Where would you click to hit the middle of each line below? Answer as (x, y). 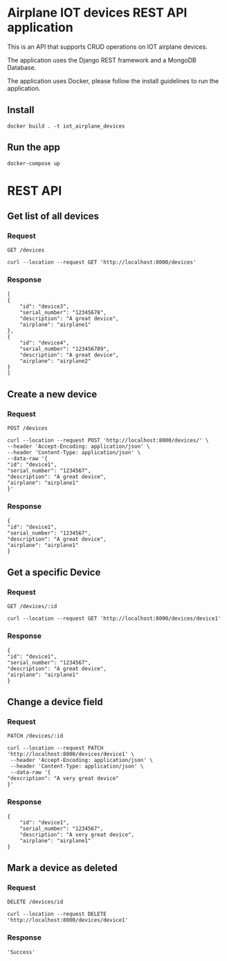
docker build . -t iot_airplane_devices (66, 126)
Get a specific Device (54, 572)
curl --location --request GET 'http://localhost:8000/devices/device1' (114, 618)
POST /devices (28, 428)
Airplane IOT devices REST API (97, 13)
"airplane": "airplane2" (55, 361)
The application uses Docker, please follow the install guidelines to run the (113, 80)
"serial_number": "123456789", (65, 349)
